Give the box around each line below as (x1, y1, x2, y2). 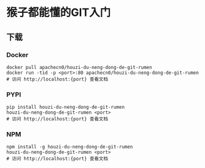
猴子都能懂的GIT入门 (6, 5, 111, 20)
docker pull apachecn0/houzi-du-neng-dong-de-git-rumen (6, 64, 152, 70)
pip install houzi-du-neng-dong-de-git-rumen (6, 104, 125, 111)
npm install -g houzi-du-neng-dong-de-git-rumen (6, 144, 133, 150)
